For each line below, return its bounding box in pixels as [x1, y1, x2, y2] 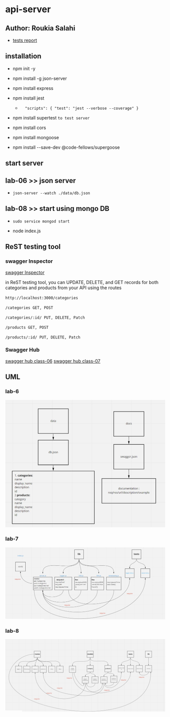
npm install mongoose [12, 134, 59, 140]
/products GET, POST [5, 325, 49, 330]
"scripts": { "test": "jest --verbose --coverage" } [24, 106, 139, 111]
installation [5, 52, 42, 60]
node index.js [12, 228, 41, 234]
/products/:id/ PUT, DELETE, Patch [5, 334, 81, 340]
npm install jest [12, 95, 45, 101]
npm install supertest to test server [12, 114, 90, 120]
